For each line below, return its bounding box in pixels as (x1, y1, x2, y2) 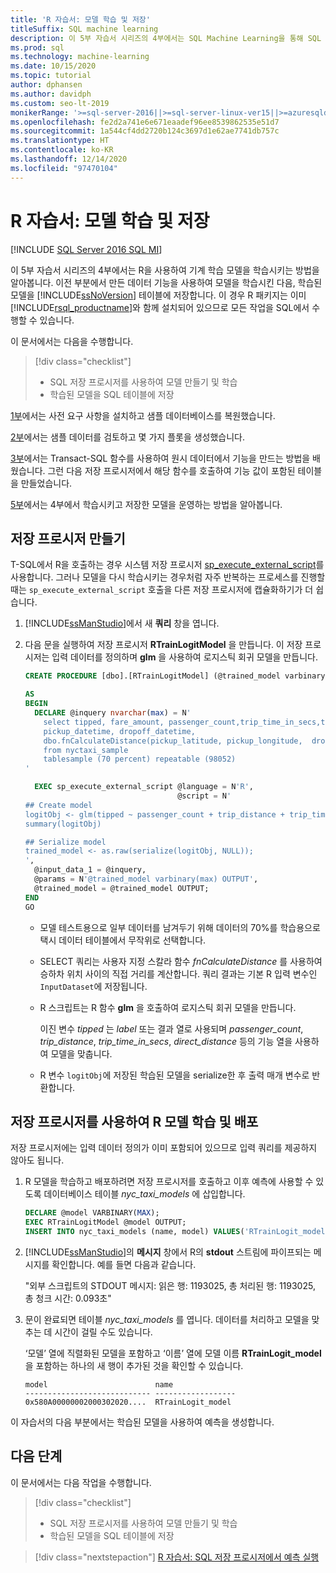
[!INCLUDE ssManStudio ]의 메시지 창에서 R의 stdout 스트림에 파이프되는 (24, 1246, 312, 1258)
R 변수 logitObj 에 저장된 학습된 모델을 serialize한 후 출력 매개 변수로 (39, 1069, 310, 1081)
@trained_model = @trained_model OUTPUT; (34, 883, 210, 893)
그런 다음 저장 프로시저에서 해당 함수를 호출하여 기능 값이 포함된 (47, 464, 296, 476)
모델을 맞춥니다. (50, 1047, 113, 1060)
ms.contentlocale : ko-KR (10, 145, 114, 155)
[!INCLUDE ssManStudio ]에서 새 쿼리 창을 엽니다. (24, 617, 220, 630)
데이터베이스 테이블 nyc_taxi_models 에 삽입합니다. (43, 1188, 246, 1200)
